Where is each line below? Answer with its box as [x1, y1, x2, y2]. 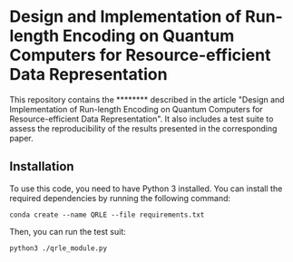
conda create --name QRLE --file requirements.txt [9, 210, 205, 219]
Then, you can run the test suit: [9, 226, 127, 237]
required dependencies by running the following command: [9, 192, 231, 203]
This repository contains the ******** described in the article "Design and [9, 93, 285, 105]
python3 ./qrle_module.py [9, 243, 107, 253]
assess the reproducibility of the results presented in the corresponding [9, 122, 278, 133]
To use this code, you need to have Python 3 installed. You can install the [9, 183, 283, 194]
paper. [9, 132, 34, 143]
